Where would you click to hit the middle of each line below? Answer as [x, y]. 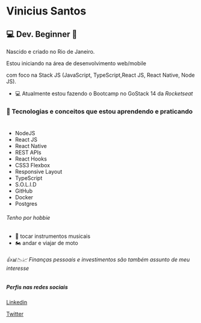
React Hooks [31, 159]
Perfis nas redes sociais [37, 287]
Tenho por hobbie [28, 217]
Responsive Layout [39, 172]
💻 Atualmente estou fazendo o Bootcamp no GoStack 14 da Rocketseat [104, 94]
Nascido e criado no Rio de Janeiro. [51, 52]
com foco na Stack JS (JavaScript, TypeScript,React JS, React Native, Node [100, 75]
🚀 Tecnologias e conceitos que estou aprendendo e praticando [100, 111]
